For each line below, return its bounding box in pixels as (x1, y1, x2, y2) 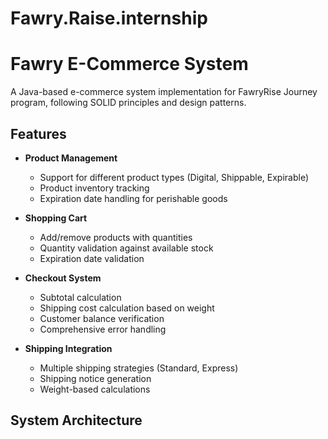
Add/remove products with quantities (39, 231, 193, 243)
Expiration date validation (39, 252, 145, 264)
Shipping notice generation (39, 372, 152, 384)
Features (10, 125, 67, 142)
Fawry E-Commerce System (10, 53, 249, 76)
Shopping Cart (24, 212, 88, 224)
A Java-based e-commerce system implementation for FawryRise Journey (10, 86, 318, 98)
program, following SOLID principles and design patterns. (10, 97, 247, 109)
